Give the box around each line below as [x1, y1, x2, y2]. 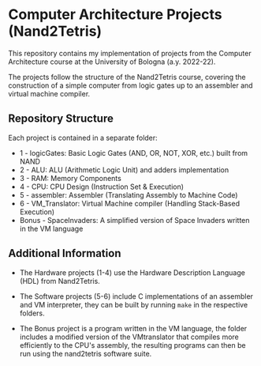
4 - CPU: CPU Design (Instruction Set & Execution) [19, 182, 184, 191]
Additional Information [8, 247, 121, 260]
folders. [19, 308, 45, 318]
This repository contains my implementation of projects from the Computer [8, 48, 252, 58]
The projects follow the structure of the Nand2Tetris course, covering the [8, 72, 246, 81]
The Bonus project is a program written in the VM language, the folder [19, 323, 248, 333]
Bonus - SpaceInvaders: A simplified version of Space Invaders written [19, 215, 250, 225]
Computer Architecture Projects [8, 6, 222, 24]
